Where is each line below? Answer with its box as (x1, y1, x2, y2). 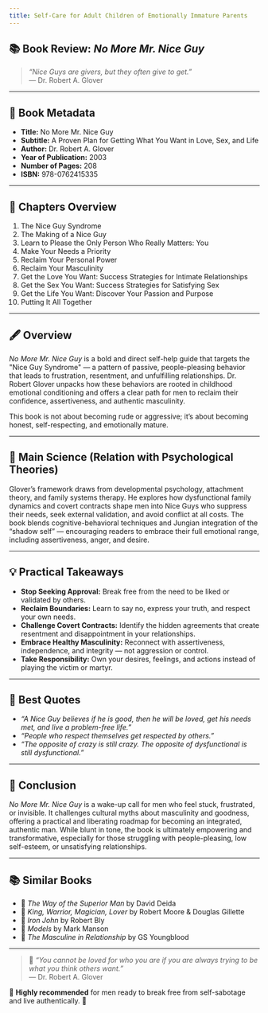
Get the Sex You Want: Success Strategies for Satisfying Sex (20, 280, 219, 290)
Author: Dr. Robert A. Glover (20, 144, 115, 154)
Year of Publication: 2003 (20, 153, 107, 162)
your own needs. (20, 612, 76, 621)
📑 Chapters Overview (9, 200, 118, 213)
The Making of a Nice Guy (20, 230, 107, 240)
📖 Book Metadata (9, 106, 96, 119)
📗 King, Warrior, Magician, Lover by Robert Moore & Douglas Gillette (20, 906, 245, 916)
